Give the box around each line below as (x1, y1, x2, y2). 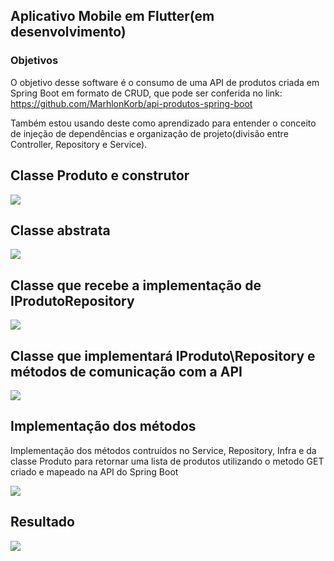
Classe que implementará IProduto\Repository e (10, 347, 316, 364)
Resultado (10, 514, 75, 531)
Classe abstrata (10, 222, 111, 239)
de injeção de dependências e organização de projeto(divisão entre (10, 127, 289, 139)
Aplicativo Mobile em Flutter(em (10, 8, 215, 25)
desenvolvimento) (10, 24, 127, 41)
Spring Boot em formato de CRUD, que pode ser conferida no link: (10, 87, 283, 99)
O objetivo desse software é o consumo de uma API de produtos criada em (10, 76, 320, 88)
